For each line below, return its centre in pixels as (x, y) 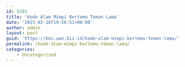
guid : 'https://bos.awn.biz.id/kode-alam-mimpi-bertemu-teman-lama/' (93, 38)
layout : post (22, 33)
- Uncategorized (37, 55)
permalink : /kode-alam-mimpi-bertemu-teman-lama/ (68, 44)
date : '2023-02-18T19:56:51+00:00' (50, 22)
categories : (21, 50)
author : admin (23, 28)
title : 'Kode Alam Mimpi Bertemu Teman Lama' (63, 17)
